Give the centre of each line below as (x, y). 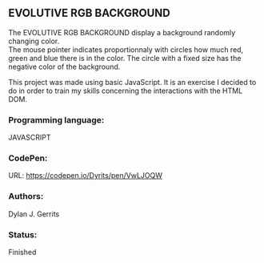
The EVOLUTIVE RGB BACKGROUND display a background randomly (122, 32)
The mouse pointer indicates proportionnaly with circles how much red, (126, 49)
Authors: (26, 196)
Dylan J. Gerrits (34, 214)
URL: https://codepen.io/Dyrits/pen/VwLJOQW (85, 176)
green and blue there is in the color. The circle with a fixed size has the (125, 58)
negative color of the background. (64, 67)
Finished (22, 252)
